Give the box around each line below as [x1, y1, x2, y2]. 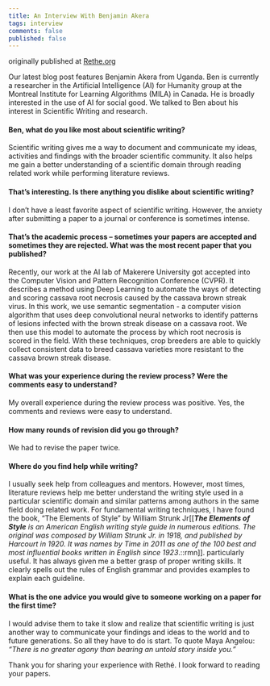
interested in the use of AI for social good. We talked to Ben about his [8, 98, 239, 107]
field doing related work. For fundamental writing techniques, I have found [8, 505, 255, 515]
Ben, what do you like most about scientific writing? [8, 124, 185, 134]
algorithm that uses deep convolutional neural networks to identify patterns [8, 310, 259, 320]
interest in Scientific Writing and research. [8, 107, 147, 116]
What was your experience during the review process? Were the [8, 371, 228, 381]
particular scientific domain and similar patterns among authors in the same [8, 496, 260, 506]
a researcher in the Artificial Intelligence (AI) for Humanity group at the [8, 81, 243, 90]
